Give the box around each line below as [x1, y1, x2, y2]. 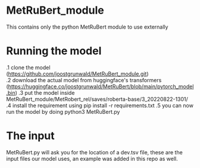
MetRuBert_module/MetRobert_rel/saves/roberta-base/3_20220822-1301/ [6, 95, 189, 102]
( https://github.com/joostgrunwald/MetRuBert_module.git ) [6, 70, 149, 77]
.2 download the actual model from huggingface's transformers [6, 76, 162, 83]
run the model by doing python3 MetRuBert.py [6, 108, 120, 115]
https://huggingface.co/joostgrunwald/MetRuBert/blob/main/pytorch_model [8, 83, 194, 90]
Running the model [6, 44, 102, 58]
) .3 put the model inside [15, 89, 75, 96]
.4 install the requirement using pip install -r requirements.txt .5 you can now [6, 102, 193, 109]
